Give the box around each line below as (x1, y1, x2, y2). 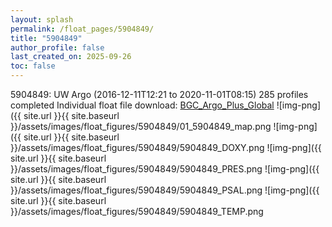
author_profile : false (10, 42, 105, 53)
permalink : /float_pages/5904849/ (10, 24, 155, 34)
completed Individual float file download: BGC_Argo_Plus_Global (10, 99, 275, 111)
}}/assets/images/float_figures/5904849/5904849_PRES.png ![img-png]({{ (10, 163, 320, 175)
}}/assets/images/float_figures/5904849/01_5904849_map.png (10, 121, 272, 132)
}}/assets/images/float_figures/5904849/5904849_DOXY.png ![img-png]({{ (10, 142, 322, 153)
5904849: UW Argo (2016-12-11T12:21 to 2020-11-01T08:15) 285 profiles (10, 89, 309, 100)
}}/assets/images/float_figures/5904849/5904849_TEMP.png (10, 206, 264, 217)
